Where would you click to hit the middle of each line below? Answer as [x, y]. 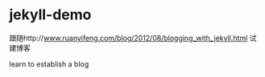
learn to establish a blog [49, 64]
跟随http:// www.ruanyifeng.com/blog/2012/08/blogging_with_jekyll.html [128, 38]
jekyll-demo [50, 15]
